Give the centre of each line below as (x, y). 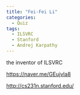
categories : (21, 17)
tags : (13, 29)
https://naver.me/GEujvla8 (38, 74)
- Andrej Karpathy (35, 46)
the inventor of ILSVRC (35, 62)
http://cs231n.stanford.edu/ (40, 85)
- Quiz (20, 23)
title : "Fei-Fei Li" (32, 12)
